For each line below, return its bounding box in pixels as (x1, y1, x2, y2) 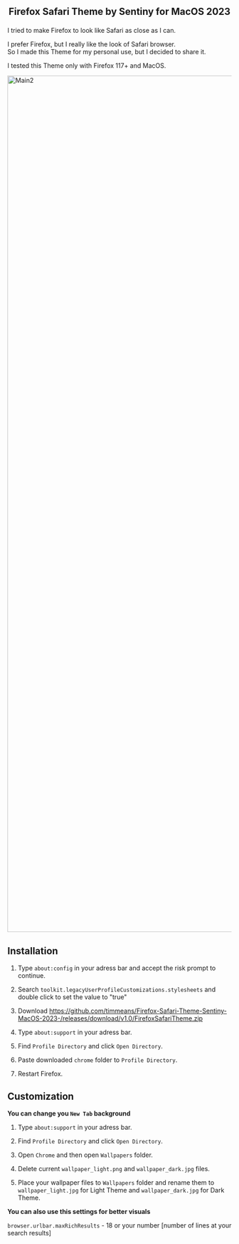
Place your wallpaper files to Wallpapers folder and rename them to (17, 1178, 215, 1187)
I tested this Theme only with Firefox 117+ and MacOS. (7, 61, 166, 70)
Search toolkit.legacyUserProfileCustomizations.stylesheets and (17, 985, 216, 994)
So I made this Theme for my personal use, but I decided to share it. (7, 48, 206, 56)
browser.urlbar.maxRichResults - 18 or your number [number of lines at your (7, 1221, 232, 1230)
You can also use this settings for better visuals (7, 1208, 151, 1216)
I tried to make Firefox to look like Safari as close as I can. (7, 26, 176, 35)
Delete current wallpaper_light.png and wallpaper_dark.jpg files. (17, 1165, 210, 1173)
